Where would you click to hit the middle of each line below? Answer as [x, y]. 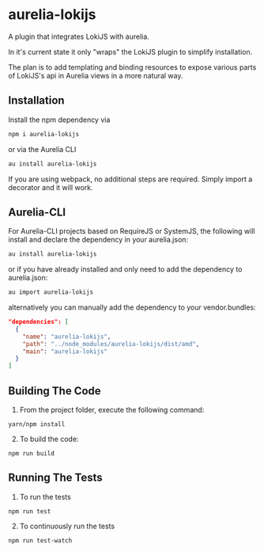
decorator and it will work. [51, 187]
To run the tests [45, 497]
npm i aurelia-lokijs [44, 134]
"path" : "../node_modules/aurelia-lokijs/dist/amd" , [111, 344]
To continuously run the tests [67, 526]
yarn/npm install [37, 424]
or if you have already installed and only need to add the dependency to [125, 269]
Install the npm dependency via [59, 120]
